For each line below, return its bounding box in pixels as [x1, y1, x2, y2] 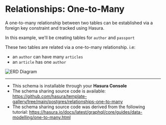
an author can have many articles [12, 53, 83, 60]
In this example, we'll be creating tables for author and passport [5, 35, 135, 41]
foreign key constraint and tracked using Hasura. [5, 25, 105, 31]
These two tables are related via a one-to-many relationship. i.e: [5, 44, 136, 50]
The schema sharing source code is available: [12, 88, 106, 94]
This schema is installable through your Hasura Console [12, 83, 127, 88]
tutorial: [12, 109, 28, 115]
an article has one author [12, 59, 67, 65]
